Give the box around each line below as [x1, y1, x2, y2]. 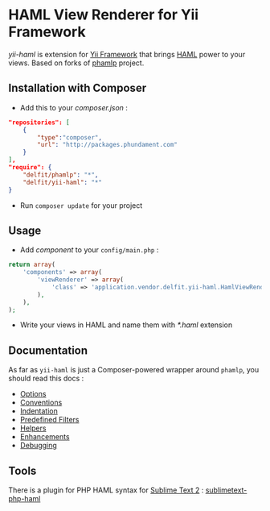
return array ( [8, 260, 56, 269]
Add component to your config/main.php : [19, 245, 159, 255]
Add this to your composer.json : [19, 102, 129, 112]
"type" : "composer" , [37, 133, 103, 142]
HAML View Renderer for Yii [8, 6, 199, 24]
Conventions [19, 397, 63, 408]
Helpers [19, 423, 47, 433]
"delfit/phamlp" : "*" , [22, 171, 99, 179]
